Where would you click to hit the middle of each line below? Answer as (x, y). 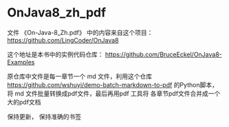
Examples (21, 62)
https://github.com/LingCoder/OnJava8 (63, 40)
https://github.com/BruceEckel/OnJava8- (163, 54)
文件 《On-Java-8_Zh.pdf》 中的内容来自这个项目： (80, 32)
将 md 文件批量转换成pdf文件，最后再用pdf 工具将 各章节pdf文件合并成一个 (114, 93)
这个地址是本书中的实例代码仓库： (55, 54)
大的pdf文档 (24, 102)
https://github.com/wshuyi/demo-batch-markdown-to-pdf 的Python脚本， (113, 84)
